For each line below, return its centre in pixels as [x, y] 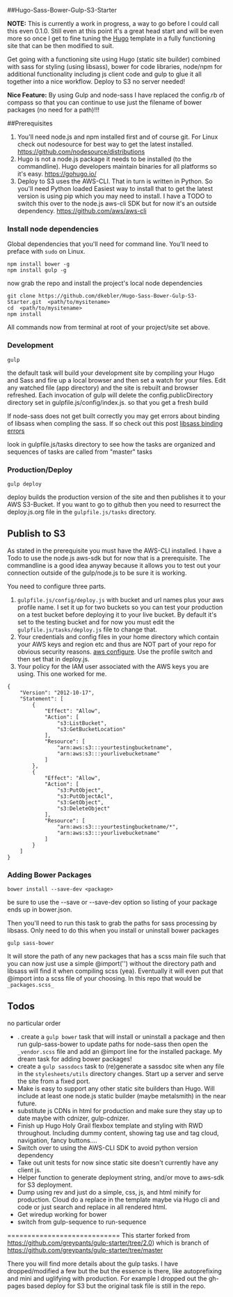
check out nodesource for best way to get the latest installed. [105, 144]
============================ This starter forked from [99, 1235]
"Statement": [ [42, 699]
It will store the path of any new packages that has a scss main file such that [116, 956]
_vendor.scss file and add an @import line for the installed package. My [120, 1051]
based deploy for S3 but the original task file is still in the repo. [116, 1286]
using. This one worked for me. [62, 674]
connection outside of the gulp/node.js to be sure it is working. [97, 573]
